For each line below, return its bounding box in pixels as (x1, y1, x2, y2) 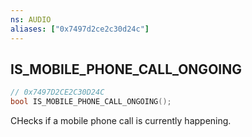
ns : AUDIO (10, 14, 52, 25)
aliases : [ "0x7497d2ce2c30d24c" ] (10, 24, 150, 34)
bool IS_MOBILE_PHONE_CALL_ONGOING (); (10, 97, 172, 107)
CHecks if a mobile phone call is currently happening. (10, 115, 232, 127)
